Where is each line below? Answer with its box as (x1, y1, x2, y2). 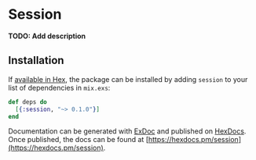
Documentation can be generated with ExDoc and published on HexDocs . (8, 126, 247, 136)
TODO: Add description (8, 31, 86, 41)
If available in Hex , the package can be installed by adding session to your (8, 74, 248, 84)
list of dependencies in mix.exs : (8, 83, 111, 92)
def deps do (8, 98, 47, 106)
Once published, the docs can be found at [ (8, 135, 149, 144)
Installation (8, 54, 64, 67)
